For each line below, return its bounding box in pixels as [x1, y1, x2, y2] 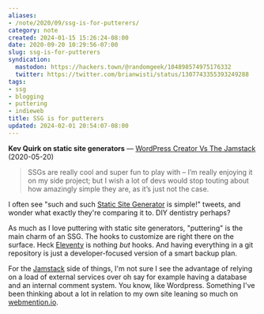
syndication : [8, 56, 51, 64]
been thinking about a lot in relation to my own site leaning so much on [8, 289, 239, 298]
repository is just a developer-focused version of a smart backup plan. [8, 248, 237, 258]
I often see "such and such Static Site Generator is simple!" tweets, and [8, 199, 241, 209]
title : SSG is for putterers [8, 115, 104, 123]
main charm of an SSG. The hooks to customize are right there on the [8, 231, 235, 241]
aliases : [8, 11, 37, 20]
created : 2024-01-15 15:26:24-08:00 [8, 33, 129, 42]
